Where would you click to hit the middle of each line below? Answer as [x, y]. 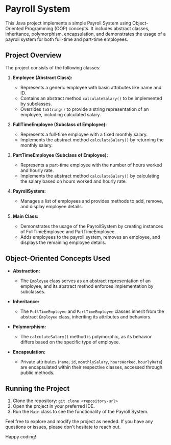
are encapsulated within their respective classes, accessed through [91, 367]
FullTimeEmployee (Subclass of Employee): [60, 124]
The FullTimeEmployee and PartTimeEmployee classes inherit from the [92, 311]
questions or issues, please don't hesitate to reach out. [63, 427]
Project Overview [33, 55]
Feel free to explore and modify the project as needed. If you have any [79, 422]
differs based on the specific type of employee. [70, 342]
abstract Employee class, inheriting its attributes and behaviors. [86, 316]
